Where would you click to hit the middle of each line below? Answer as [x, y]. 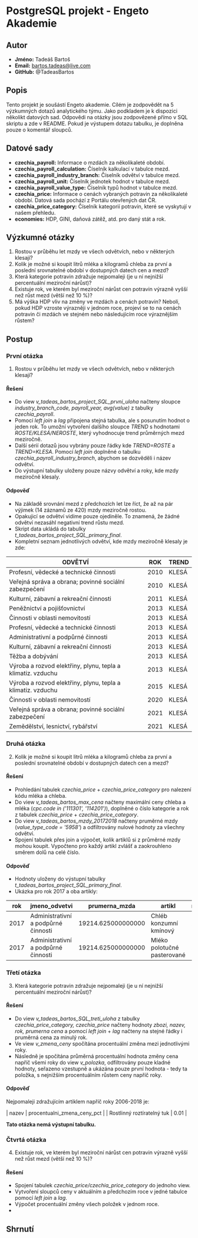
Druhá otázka [26, 744]
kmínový [163, 931]
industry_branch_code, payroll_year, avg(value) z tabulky [84, 408]
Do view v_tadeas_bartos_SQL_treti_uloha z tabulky [77, 1018]
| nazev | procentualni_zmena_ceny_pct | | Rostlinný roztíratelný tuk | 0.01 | [97, 1113]
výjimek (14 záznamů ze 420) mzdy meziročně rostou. [80, 510]
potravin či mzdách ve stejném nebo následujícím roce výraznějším [96, 315]
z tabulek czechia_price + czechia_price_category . [76, 815]
